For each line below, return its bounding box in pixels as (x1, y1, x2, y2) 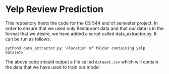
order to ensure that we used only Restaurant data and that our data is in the (5, 25, 164, 31)
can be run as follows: (5, 36, 51, 42)
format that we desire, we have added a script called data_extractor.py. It (5, 30, 157, 36)
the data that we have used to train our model (5, 64, 100, 70)
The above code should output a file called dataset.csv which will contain (5, 58, 159, 64)
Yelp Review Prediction (5, 3, 103, 15)
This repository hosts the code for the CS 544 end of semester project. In (5, 20, 158, 26)
